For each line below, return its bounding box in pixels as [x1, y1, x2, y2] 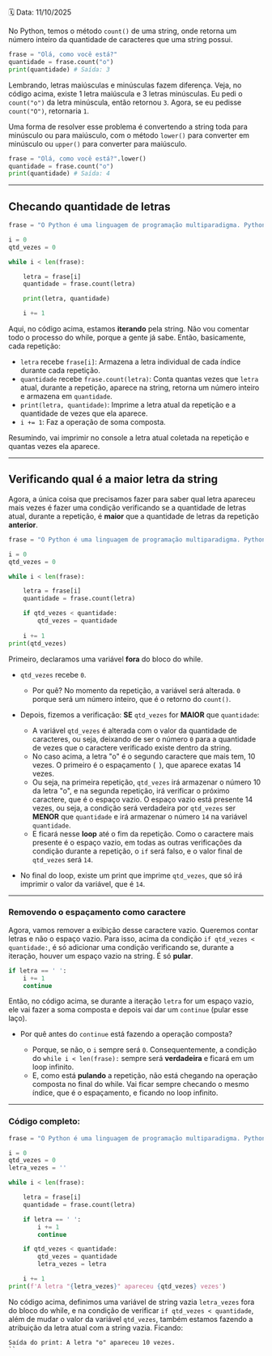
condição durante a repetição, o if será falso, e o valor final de [32, 846, 243, 856]
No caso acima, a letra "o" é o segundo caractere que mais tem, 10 [32, 751, 256, 761]
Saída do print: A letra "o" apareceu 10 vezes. [8, 1338, 176, 1346]
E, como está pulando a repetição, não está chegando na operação [32, 1071, 257, 1080]
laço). [8, 1013, 28, 1024]
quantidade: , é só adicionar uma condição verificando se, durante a [8, 942, 235, 952]
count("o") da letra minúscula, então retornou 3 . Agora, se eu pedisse [8, 97, 242, 107]
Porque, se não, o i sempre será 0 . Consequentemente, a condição [32, 1045, 257, 1054]
